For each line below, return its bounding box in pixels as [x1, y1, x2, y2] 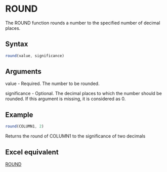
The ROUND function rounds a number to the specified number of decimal [5, 20, 160, 26]
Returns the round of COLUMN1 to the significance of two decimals [5, 133, 146, 139]
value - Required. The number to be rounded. [5, 80, 100, 87]
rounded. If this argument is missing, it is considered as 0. [5, 96, 126, 102]
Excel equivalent [5, 148, 59, 156]
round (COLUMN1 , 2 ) [5, 124, 44, 129]
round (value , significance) [5, 53, 65, 58]
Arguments [5, 67, 42, 76]
